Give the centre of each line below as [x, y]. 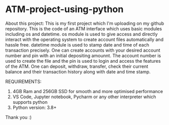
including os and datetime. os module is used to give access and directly [81, 34]
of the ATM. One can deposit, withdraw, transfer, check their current [77, 66]
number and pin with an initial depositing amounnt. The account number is [83, 55]
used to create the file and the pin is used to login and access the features [83, 61]
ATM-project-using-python [64, 9]
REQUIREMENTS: [23, 81]
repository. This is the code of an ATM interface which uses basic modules [83, 28]
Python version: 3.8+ [35, 107]
